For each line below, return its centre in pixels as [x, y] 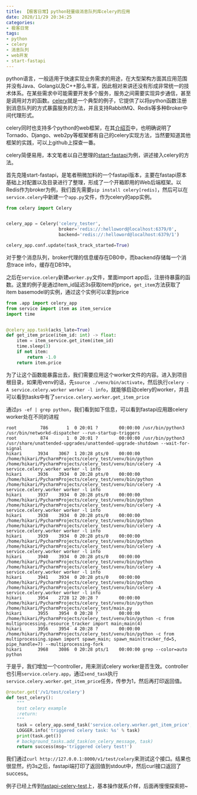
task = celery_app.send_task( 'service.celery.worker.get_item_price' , [105, 725]
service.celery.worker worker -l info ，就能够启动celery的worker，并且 [100, 389]
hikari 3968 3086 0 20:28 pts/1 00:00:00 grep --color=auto [97, 649]
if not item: [33, 352]
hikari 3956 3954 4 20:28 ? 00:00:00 [73, 629]
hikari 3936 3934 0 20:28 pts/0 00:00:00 [73, 474]
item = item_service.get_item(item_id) [65, 341]
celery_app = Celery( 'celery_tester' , [53, 224]
